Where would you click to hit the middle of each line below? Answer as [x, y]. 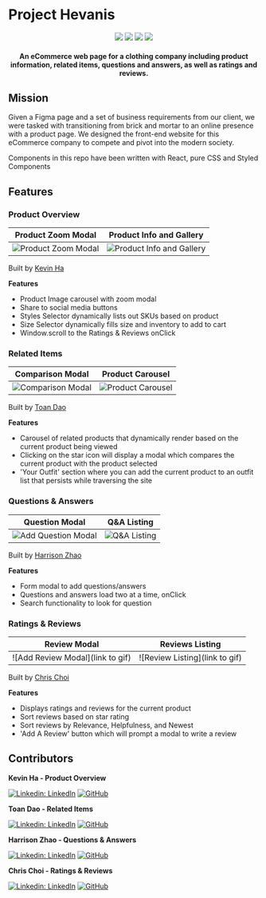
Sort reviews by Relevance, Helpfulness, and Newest [106, 725]
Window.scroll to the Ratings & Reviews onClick [98, 333]
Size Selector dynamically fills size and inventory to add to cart [123, 325]
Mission [29, 98]
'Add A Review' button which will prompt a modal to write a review [128, 733]
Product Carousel [136, 374]
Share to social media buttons [68, 308]
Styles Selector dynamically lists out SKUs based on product [119, 316]
